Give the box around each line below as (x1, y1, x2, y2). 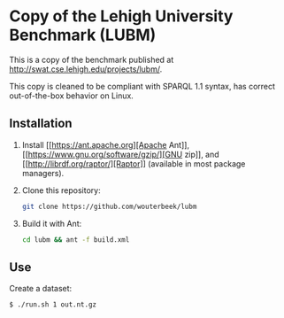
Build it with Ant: (21, 218, 82, 229)
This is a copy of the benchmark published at (9, 54, 174, 65)
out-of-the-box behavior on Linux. (9, 90, 134, 101)
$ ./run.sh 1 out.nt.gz (9, 300, 97, 309)
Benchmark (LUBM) (9, 25, 157, 45)
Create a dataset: (9, 283, 73, 294)
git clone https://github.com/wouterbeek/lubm (21, 202, 197, 211)
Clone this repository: (21, 184, 101, 196)
